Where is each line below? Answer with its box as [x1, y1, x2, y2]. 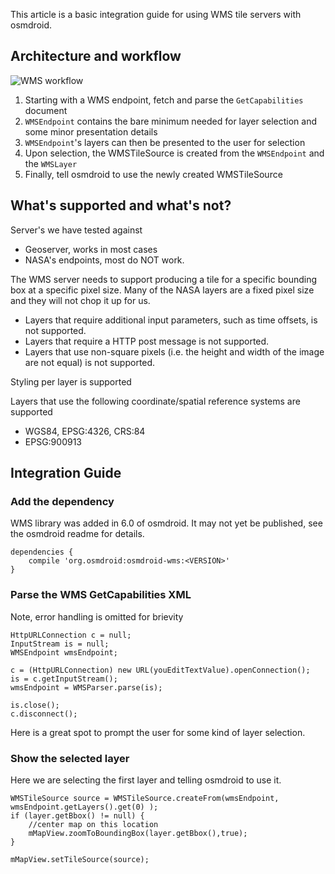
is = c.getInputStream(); [10, 674, 118, 684]
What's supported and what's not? [10, 197, 232, 214]
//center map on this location [28, 819, 159, 829]
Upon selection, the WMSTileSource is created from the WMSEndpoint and [24, 147, 325, 159]
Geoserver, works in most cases [24, 243, 158, 255]
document [24, 104, 68, 116]
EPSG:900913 [24, 435, 82, 448]
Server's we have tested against [10, 224, 143, 236]
